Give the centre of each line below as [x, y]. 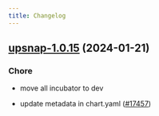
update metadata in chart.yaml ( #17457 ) [85, 104]
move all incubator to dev [62, 88]
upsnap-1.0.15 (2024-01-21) [79, 48]
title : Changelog [37, 16]
